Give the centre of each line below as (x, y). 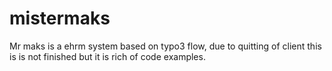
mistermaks (60, 18)
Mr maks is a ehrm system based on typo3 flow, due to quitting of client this (165, 46)
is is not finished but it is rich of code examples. (107, 56)
